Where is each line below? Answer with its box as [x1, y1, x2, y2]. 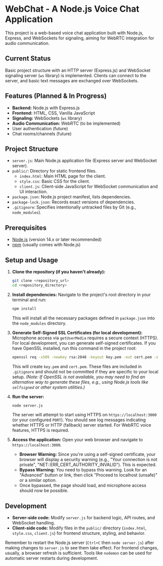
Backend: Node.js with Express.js [12, 105, 80, 111]
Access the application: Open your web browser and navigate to [12, 437, 143, 443]
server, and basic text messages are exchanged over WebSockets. [5, 78, 139, 83]
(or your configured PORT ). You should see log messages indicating [12, 417, 146, 423]
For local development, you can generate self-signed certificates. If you [12, 340, 156, 346]
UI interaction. [19, 189, 48, 195]
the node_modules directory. [12, 320, 67, 326]
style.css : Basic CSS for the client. [19, 178, 91, 184]
